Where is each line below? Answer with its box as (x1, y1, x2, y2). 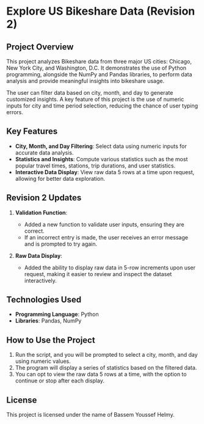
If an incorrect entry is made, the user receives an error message (24, 233, 188, 241)
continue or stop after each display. (15, 377, 105, 384)
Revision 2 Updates (6, 192, 82, 203)
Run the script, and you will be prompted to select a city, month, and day (15, 351, 198, 359)
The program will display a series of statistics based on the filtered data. (15, 364, 197, 371)
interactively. (24, 277, 57, 284)
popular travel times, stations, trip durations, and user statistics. (15, 162, 176, 169)
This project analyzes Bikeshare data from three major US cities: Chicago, (6, 58, 192, 65)
